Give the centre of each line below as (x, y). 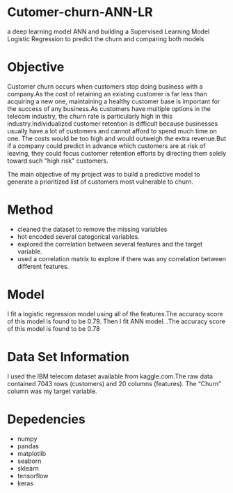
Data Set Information (69, 356)
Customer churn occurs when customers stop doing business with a (105, 86)
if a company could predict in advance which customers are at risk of (106, 146)
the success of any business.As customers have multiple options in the (109, 108)
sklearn (28, 468)
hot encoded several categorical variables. (79, 236)
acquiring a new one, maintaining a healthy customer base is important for (114, 101)
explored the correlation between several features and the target (110, 244)
